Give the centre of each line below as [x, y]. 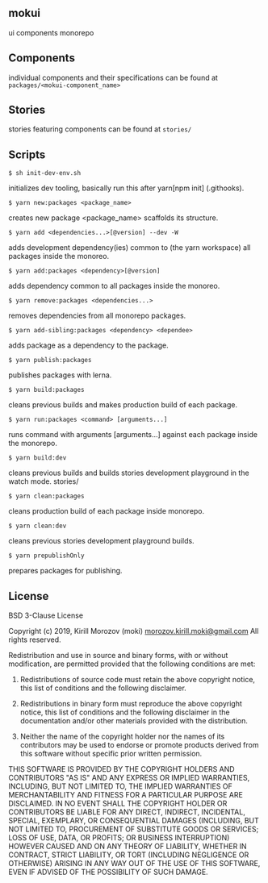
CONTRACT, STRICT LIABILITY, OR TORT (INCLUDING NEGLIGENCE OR [129, 855]
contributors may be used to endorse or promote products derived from [139, 745]
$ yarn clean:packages [46, 496]
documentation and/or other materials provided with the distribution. [134, 721]
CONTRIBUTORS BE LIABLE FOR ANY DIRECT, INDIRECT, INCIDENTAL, [127, 812]
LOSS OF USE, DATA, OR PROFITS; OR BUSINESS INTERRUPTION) [119, 838]
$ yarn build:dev [38, 458]
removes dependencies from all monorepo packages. [97, 316]
